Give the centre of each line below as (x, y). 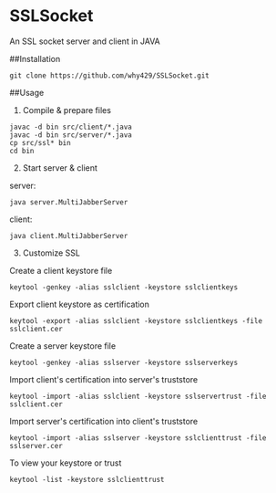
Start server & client (60, 168)
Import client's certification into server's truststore (104, 379)
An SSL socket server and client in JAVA (85, 41)
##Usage (27, 92)
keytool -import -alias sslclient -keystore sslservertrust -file (138, 396)
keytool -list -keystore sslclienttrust (87, 479)
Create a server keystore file (63, 346)
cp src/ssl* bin (40, 142)
